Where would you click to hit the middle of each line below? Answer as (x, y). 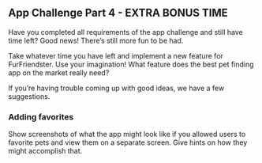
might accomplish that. (45, 151)
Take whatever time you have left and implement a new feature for (116, 55)
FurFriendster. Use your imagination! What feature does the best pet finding (131, 64)
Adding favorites (41, 116)
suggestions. (29, 96)
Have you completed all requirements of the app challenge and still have (125, 32)
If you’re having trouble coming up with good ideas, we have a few (116, 88)
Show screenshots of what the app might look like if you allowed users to (127, 135)
